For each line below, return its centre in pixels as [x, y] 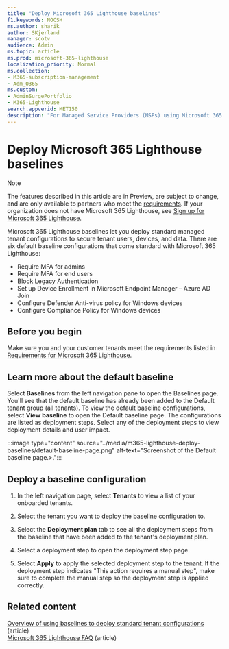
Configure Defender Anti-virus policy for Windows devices [100, 303]
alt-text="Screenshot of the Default [166, 450]
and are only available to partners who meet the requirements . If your [105, 204]
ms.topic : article [33, 52]
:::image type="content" [41, 443]
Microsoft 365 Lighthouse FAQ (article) [62, 637]
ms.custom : [23, 90]
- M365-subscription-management [53, 77]
